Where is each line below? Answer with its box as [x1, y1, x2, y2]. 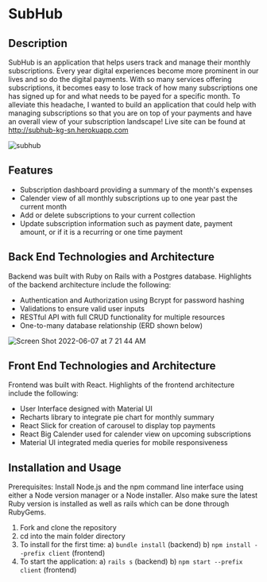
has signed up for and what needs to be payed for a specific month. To [8, 92, 241, 100]
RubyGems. [8, 507, 46, 518]
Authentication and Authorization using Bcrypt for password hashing [19, 295, 245, 305]
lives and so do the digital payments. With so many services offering [8, 75, 232, 84]
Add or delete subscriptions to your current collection [19, 210, 195, 220]
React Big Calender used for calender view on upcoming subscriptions [19, 429, 252, 439]
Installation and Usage [8, 461, 122, 475]
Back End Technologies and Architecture [8, 250, 215, 264]
